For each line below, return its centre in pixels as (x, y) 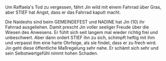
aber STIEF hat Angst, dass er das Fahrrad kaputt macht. (63, 12)
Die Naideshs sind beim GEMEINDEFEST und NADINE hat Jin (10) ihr (75, 22)
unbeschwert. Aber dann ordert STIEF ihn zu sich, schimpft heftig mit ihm (80, 37)
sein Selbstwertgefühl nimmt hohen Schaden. (52, 53)
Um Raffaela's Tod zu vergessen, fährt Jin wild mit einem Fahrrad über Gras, (83, 7)
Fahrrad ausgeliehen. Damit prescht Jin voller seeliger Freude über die (77, 27)
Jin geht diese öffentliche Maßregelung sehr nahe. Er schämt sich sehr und (82, 48)
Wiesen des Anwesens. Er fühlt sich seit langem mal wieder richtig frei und (82, 32)
